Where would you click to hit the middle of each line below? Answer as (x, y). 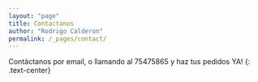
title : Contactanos (41, 24)
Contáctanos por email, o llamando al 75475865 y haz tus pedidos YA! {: (129, 62)
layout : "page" (34, 16)
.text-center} (30, 71)
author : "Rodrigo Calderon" (56, 31)
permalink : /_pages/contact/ (58, 39)
